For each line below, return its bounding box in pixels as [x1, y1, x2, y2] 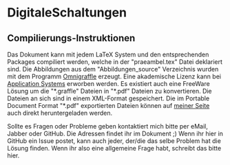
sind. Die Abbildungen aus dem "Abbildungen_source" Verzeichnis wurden [7, 65, 219, 73]
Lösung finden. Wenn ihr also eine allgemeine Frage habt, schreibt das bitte [7, 144, 222, 152]
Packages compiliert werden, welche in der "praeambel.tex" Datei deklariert [7, 58, 222, 66]
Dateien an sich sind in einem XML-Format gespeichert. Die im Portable [7, 94, 210, 102]
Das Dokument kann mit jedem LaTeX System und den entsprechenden [7, 50, 209, 58]
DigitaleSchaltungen [7, 5, 127, 21]
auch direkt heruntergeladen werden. [7, 109, 113, 117]
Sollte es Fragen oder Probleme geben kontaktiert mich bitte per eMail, [7, 122, 208, 130]
